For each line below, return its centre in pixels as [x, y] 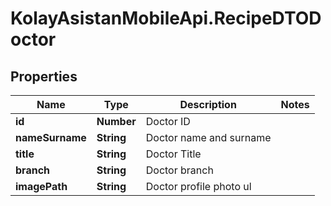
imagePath [41, 186]
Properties [44, 76]
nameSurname [51, 137]
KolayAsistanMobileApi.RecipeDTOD [166, 18]
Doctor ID [168, 121]
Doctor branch [179, 170]
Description [208, 104]
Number [116, 121]
